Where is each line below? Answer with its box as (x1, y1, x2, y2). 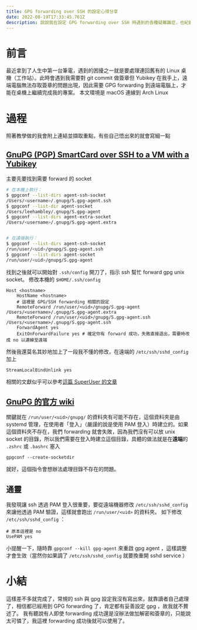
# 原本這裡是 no (6, 529, 42, 534)
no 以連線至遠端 (13, 337, 47, 343)
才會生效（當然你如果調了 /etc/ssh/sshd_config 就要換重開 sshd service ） (6, 552, 188, 559)
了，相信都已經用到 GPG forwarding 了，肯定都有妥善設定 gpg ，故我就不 (6, 602, 184, 610)
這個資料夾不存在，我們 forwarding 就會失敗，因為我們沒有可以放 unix (6, 428, 176, 435)
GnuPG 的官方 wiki (6, 397, 74, 407)
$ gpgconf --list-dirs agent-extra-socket (6, 214, 111, 220)
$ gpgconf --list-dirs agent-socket (6, 252, 96, 258)
